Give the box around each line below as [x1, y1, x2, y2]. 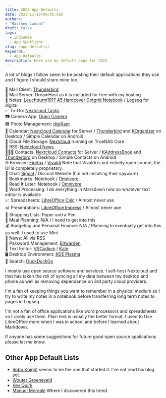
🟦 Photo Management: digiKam [5, 121, 70, 127]
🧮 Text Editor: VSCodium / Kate [5, 246, 69, 252]
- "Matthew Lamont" [5, 21, 46, 26]
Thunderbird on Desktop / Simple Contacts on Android [5, 154, 116, 160]
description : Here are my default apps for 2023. [5, 58, 110, 63]
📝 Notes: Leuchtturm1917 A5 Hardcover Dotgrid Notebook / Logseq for [5, 97, 149, 103]
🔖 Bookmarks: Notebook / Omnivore [5, 176, 79, 182]
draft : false [5, 26, 32, 31]
